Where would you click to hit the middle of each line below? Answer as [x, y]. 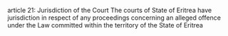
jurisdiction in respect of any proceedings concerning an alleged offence [114, 18]
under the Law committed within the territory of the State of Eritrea [105, 25]
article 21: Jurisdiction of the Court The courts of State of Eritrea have [110, 10]
